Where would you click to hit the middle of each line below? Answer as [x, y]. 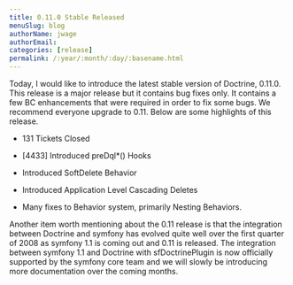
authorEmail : [33, 42]
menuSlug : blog [37, 26]
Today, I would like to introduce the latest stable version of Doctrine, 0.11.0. [145, 84]
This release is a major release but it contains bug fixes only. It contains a [143, 93]
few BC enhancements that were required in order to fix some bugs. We [140, 102]
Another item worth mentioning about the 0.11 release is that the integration [146, 224]
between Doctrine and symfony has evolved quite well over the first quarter [147, 234]
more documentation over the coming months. [94, 271]
